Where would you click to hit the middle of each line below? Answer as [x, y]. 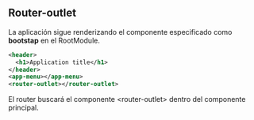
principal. [24, 108]
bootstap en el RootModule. [54, 40]
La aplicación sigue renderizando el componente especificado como [120, 32]
